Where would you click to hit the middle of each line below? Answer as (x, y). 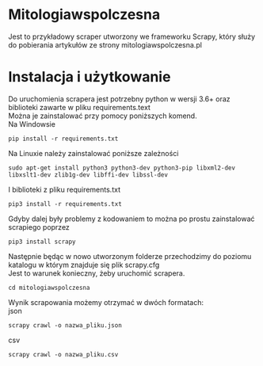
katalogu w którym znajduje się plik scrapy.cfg (84, 265)
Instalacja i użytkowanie (90, 77)
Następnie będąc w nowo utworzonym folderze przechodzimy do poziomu (130, 256)
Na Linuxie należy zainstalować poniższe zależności (93, 153)
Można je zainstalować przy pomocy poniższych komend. (103, 116)
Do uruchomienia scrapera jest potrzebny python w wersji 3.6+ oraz (120, 99)
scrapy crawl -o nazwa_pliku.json (65, 325)
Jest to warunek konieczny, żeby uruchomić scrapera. (97, 273)
